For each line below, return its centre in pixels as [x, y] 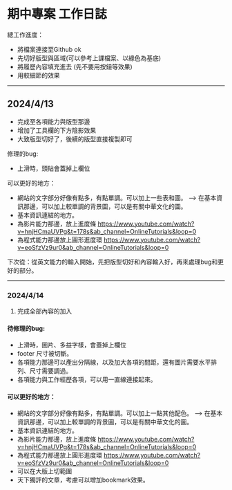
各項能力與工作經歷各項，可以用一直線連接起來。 [87, 380]
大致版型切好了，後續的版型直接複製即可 [75, 138]
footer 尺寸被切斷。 [45, 354]
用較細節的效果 [38, 75]
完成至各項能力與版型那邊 [54, 121]
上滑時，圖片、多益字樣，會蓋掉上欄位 [71, 345]
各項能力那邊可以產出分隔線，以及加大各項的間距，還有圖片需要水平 [114, 362]
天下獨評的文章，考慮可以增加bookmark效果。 [83, 480]
